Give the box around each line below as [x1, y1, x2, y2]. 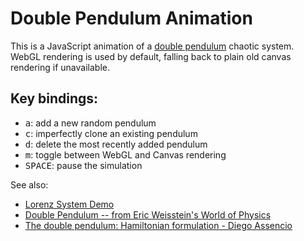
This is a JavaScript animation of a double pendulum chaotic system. [10, 40, 295, 52]
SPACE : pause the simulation [24, 159, 143, 171]
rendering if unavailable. [10, 61, 110, 73]
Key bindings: [10, 90, 99, 107]
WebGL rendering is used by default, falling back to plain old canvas [10, 50, 292, 62]
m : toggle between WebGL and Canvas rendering [24, 148, 227, 161]
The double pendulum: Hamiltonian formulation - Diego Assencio [24, 219, 293, 231]
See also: [10, 178, 49, 191]
